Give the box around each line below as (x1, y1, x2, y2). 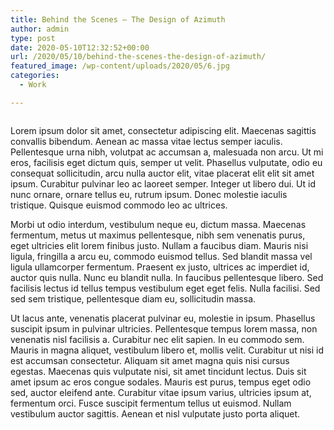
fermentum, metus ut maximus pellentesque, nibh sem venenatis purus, (10, 229, 306, 241)
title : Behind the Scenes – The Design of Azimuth (10, 14, 226, 25)
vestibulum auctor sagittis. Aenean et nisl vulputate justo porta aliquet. (10, 407, 301, 420)
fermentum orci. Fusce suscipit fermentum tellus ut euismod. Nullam (10, 397, 292, 409)
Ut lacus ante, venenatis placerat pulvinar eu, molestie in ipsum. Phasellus (10, 312, 316, 324)
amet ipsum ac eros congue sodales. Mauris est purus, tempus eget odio (10, 376, 312, 388)
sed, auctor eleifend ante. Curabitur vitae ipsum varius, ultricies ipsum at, (10, 386, 312, 398)
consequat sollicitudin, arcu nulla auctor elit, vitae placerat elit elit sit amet (10, 167, 315, 179)
